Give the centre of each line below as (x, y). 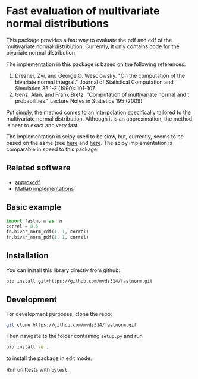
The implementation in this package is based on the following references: (96, 64)
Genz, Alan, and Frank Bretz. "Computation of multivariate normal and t (102, 94)
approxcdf (27, 182)
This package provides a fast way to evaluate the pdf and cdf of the (89, 40)
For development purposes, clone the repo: (59, 314)
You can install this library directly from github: (63, 270)
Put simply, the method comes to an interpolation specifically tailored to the (99, 112)
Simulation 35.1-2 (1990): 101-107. (55, 88)
